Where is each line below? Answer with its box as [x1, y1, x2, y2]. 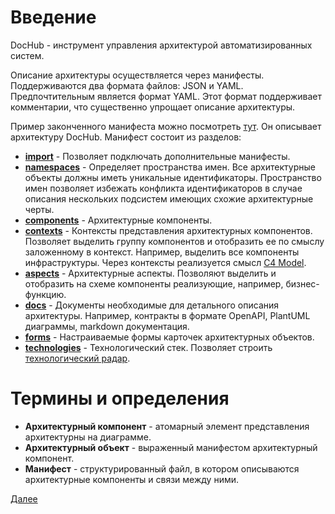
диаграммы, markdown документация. [24, 320, 190, 332]
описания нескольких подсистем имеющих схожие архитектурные [24, 192, 314, 205]
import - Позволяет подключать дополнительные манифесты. [24, 150, 291, 162]
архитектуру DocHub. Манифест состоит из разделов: [10, 131, 242, 143]
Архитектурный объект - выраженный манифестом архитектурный [24, 441, 318, 453]
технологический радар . [24, 352, 131, 364]
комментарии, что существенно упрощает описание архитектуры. [10, 101, 296, 113]
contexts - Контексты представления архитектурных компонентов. [24, 224, 313, 236]
